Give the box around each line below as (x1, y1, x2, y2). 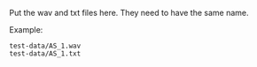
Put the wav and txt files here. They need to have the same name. (9, 8, 250, 18)
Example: (9, 25, 43, 34)
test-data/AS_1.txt (9, 49, 82, 58)
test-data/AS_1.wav (9, 41, 82, 50)
